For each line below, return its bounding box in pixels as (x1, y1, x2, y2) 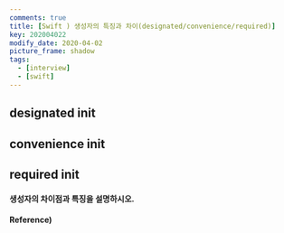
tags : (9, 55, 30, 64)
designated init (9, 106, 97, 121)
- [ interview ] (17, 64, 71, 73)
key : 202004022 (9, 30, 67, 39)
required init (9, 166, 80, 182)
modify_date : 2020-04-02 (9, 38, 103, 48)
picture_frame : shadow (9, 47, 95, 56)
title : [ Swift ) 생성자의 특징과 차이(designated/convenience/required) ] (9, 22, 276, 31)
